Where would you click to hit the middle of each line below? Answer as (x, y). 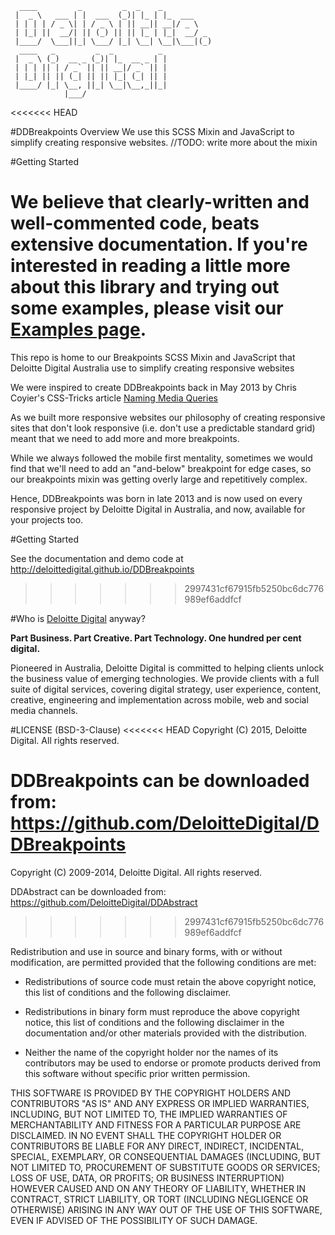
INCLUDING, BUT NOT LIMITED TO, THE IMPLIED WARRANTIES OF (149, 1114)
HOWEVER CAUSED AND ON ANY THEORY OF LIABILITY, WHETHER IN (158, 1188)
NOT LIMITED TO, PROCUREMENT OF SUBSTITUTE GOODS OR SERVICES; (165, 1167)
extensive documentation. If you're (159, 244)
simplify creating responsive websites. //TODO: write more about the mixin (164, 142)
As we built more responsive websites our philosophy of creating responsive (168, 417)
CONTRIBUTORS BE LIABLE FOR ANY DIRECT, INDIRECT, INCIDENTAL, (157, 1146)
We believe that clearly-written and (160, 202)
